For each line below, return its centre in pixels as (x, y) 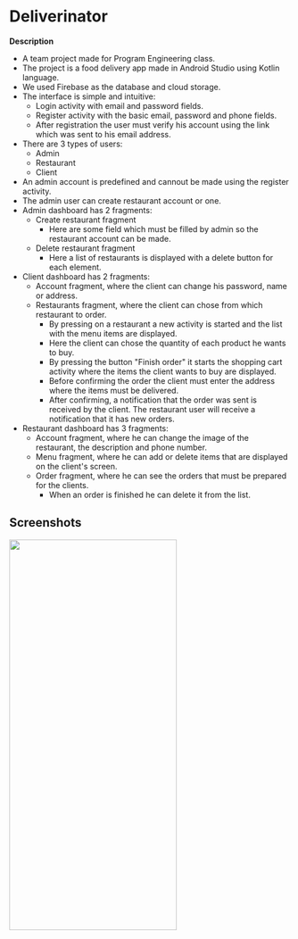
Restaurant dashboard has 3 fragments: (95, 428)
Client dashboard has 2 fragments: (86, 276)
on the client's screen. (76, 466)
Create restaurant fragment (86, 220)
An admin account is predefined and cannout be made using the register (156, 181)
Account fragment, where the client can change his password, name (161, 286)
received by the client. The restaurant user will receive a (152, 409)
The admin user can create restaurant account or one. (121, 200)
